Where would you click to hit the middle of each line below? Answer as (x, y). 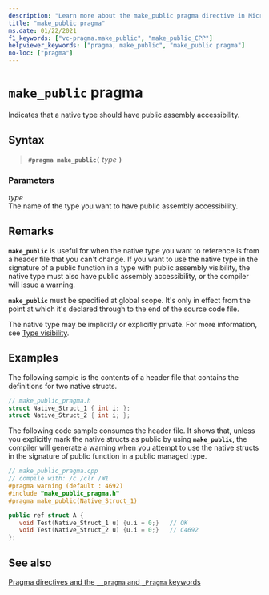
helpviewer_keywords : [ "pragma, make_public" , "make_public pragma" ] (127, 46)
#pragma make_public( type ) (75, 159)
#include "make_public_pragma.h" (64, 493)
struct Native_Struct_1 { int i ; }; (69, 408)
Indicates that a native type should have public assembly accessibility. (124, 115)
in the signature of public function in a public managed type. (108, 456)
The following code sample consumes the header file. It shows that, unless (132, 431)
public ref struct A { (46, 515)
